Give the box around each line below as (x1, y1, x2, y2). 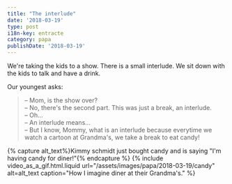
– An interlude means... (24, 118, 91, 126)
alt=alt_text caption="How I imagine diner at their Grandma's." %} (7, 169, 196, 177)
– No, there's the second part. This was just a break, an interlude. (24, 104, 212, 112)
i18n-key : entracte (7, 29, 64, 37)
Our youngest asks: (7, 83, 63, 91)
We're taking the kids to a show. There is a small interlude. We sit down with (7, 62, 225, 70)
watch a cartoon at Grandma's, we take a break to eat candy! (24, 133, 200, 141)
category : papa (7, 36, 52, 43)
